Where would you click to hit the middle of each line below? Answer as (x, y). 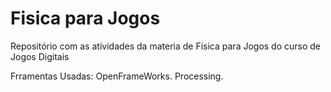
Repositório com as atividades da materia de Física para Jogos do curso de (166, 46)
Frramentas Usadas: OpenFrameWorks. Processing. (117, 76)
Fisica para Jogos (85, 18)
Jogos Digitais (40, 56)
